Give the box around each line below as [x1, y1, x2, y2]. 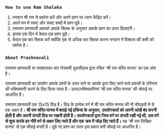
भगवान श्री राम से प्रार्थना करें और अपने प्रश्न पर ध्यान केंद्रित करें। [12, 14, 111, 20]
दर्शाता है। [12, 42, 29, 48]
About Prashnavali [5, 55, 49, 61]
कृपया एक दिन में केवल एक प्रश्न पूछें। [12, 31, 70, 37]
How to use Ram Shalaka [5, 4, 63, 10]
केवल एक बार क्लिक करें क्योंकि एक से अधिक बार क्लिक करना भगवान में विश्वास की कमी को [12, 37, 154, 43]
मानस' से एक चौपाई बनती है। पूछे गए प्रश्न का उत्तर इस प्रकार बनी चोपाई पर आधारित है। [5, 124, 141, 130]
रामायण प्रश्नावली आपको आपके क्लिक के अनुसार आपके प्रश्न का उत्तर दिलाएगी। [12, 26, 135, 32]
